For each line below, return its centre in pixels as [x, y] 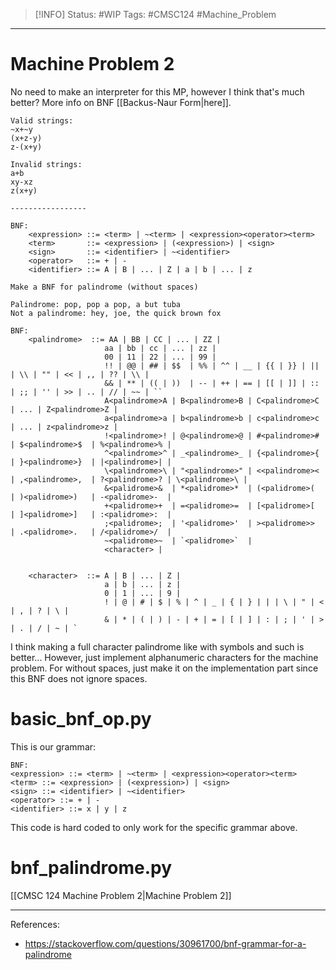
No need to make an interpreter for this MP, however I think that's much [157, 91]
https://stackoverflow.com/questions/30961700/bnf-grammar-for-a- [165, 943]
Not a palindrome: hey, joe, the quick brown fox [116, 313]
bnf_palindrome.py [91, 868]
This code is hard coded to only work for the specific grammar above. [154, 827]
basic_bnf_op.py [81, 719]
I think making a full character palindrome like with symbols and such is [157, 646]
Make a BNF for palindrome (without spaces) [104, 287]
